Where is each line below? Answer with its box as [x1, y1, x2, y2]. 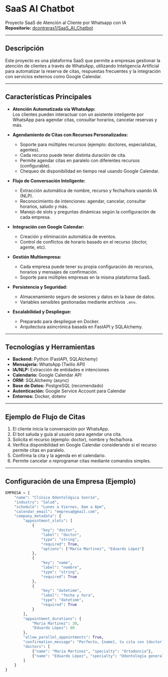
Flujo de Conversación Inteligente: [12, 177, 86, 183]
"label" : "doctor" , [40, 532, 81, 537]
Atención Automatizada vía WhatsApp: [12, 106, 96, 112]
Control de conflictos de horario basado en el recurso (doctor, [19, 239, 148, 245]
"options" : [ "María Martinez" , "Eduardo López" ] [40, 546, 144, 551]
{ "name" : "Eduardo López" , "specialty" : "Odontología [31, 653, 146, 658]
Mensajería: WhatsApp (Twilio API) [12, 361, 85, 367]
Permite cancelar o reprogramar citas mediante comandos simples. [12, 458, 151, 464]
